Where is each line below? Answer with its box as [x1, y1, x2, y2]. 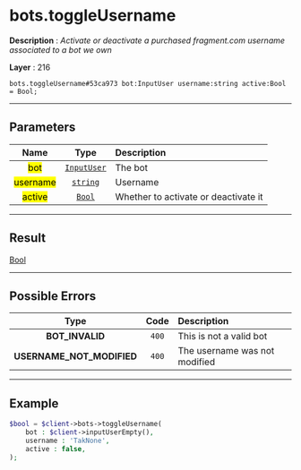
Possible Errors [9, 288, 97, 303]
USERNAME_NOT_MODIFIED [13, 350, 137, 363]
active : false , [25, 444, 87, 453]
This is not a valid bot [177, 330, 268, 343]
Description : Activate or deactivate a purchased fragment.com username [9, 35, 285, 46]
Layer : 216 [9, 62, 51, 73]
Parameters [9, 120, 76, 135]
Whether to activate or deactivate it [115, 190, 263, 202]
